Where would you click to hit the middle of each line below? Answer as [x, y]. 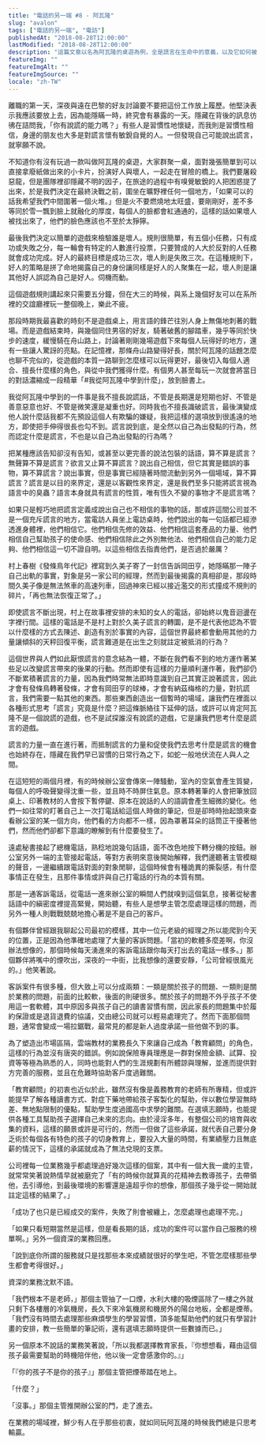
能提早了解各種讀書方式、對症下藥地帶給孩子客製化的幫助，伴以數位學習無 [129, 1099]
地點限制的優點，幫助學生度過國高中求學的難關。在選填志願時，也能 [139, 1109]
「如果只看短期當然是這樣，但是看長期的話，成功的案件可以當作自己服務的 [129, 1228]
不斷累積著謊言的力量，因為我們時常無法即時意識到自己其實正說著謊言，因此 [132, 678]
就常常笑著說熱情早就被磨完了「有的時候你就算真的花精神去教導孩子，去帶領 [132, 1175]
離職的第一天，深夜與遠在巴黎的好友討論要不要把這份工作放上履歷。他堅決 [129, 105]
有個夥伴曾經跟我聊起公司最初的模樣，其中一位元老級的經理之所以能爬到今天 [132, 930]
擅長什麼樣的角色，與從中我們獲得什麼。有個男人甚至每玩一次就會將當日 [139, 370]
